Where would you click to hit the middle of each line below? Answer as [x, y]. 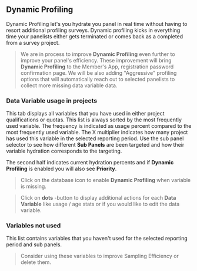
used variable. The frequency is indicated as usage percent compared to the [99, 126]
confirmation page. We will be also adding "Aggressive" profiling [98, 72]
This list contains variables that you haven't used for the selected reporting [97, 239]
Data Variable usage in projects [52, 101]
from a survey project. [33, 42]
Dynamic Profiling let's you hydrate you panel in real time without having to [97, 24]
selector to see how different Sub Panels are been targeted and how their [95, 145]
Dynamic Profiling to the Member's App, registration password [97, 67]
